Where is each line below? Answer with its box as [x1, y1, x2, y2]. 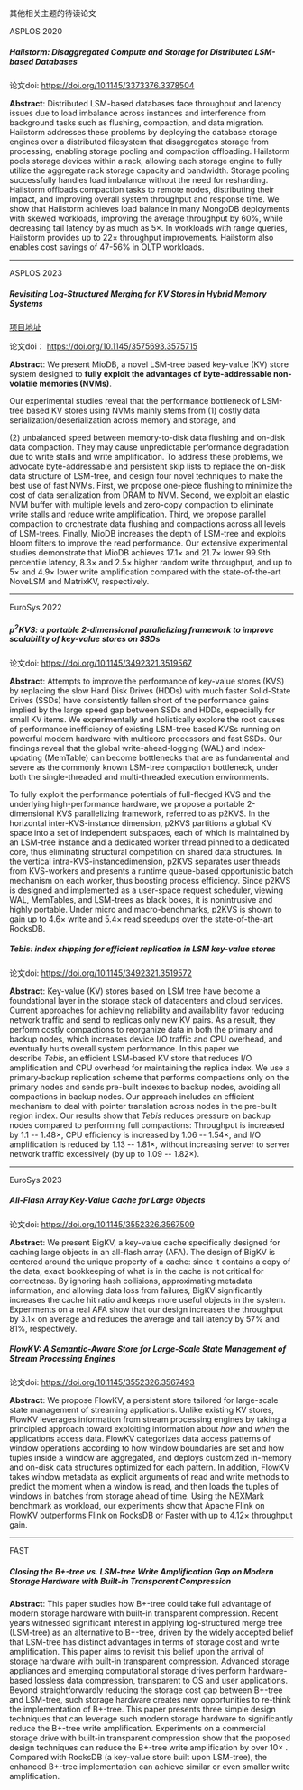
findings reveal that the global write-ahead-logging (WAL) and [9, 742, 241, 753]
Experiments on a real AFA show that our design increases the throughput [9, 1304, 284, 1315]
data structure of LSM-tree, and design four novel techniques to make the [9, 470, 284, 481]
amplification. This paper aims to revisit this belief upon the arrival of [9, 1647, 264, 1657]
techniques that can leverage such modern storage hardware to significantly [9, 1713, 293, 1724]
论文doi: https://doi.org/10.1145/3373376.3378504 [9, 79, 195, 90]
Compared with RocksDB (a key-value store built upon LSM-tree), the [9, 1752, 268, 1763]
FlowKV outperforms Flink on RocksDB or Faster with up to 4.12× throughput [9, 1510, 293, 1521]
